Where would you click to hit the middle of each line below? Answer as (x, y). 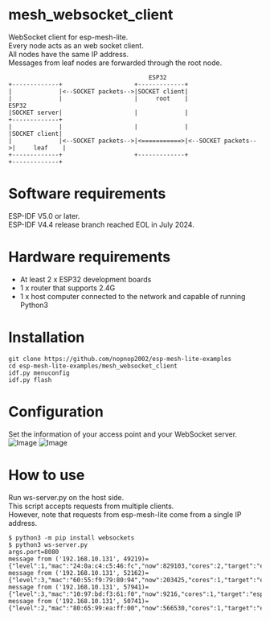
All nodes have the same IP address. (68, 54)
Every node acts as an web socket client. (76, 45)
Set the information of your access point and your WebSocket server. (123, 434)
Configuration (56, 411)
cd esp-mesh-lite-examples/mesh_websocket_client (93, 366)
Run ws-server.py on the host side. (66, 497)
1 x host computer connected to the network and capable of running (133, 296)
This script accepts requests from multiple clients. (91, 506)
